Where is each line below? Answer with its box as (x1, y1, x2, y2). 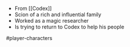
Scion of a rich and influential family (14, 11, 101, 18)
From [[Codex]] (14, 5, 52, 12)
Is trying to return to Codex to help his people (14, 23, 125, 30)
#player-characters (6, 35, 53, 41)
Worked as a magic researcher (14, 17, 89, 24)
